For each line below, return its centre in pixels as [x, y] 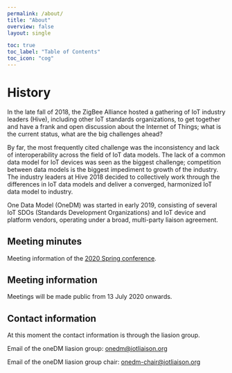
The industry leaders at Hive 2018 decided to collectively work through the [114, 177]
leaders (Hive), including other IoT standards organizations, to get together [114, 119]
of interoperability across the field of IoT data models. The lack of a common [116, 155]
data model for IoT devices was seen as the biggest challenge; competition [114, 162]
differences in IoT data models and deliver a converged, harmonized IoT [110, 184]
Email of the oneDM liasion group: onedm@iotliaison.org [87, 349]
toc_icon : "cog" [30, 59]
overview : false [30, 26]
